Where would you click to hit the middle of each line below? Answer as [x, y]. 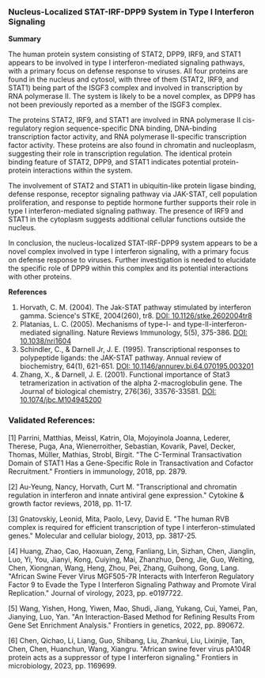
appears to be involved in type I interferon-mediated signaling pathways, [127, 62]
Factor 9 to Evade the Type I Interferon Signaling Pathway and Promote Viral [132, 585]
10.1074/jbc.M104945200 [61, 400]
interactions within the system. [83, 170]
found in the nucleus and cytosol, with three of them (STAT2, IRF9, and [123, 80]
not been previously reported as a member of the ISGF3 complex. [115, 104]
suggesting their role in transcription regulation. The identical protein [120, 153]
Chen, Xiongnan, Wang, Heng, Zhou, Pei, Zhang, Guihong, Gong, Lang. [124, 567]
